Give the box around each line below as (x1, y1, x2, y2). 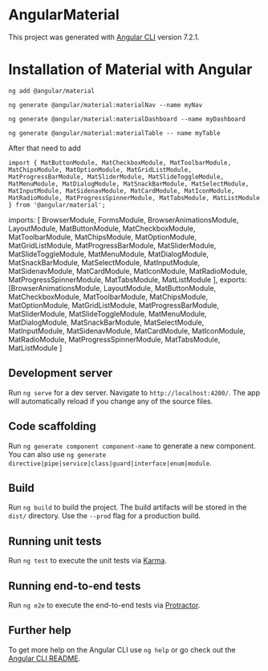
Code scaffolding (8, 419, 96, 433)
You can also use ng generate (8, 449, 107, 459)
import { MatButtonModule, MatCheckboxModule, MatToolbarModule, (8, 158, 231, 166)
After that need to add (8, 143, 82, 153)
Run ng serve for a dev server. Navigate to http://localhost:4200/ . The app (8, 387, 261, 397)
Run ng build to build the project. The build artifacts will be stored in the (8, 502, 247, 512)
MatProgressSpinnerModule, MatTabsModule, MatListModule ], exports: (8, 275, 247, 284)
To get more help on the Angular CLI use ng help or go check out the (8, 644, 236, 654)
